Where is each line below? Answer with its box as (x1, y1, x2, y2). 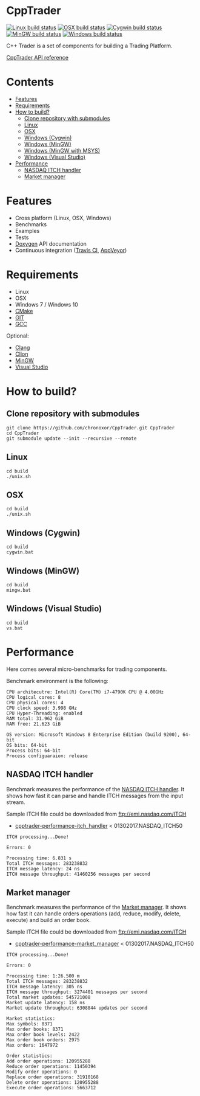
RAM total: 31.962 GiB (6, 715, 64, 721)
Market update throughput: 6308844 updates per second (6, 1005, 148, 1011)
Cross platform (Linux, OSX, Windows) (15, 214, 112, 221)
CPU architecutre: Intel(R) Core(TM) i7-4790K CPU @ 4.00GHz (6, 688, 164, 695)
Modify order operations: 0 (6, 1069, 78, 1075)
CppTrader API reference (6, 54, 68, 61)
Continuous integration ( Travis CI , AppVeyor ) (15, 246, 127, 254)
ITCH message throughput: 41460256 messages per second (6, 871, 150, 877)
